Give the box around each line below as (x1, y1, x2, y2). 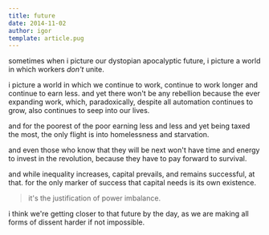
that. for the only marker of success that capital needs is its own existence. (8, 178, 257, 188)
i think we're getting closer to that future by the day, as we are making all (8, 209, 249, 219)
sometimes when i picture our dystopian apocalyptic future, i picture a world (8, 56, 261, 66)
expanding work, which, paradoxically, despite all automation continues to (8, 97, 254, 107)
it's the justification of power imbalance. (27, 193, 161, 203)
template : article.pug (8, 34, 84, 43)
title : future (8, 11, 56, 20)
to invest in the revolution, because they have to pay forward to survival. (8, 154, 247, 164)
